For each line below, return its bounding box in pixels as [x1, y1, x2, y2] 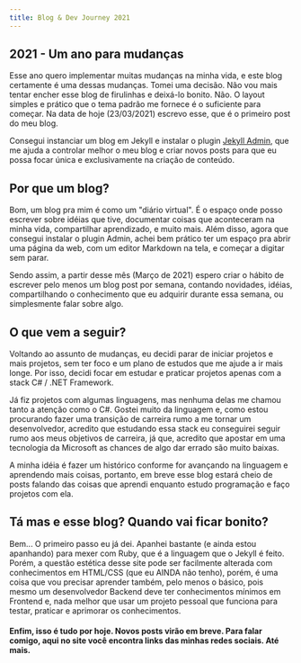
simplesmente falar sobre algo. [9, 299, 124, 309]
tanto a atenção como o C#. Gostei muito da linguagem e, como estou [9, 404, 269, 415]
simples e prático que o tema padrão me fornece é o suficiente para [9, 99, 261, 110]
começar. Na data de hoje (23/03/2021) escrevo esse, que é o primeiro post [9, 109, 291, 120]
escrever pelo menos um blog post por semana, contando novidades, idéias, [9, 280, 293, 291]
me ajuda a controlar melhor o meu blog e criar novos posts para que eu [9, 145, 277, 156]
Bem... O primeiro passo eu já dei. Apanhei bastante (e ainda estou [9, 538, 257, 549]
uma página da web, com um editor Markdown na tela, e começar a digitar [9, 243, 285, 254]
